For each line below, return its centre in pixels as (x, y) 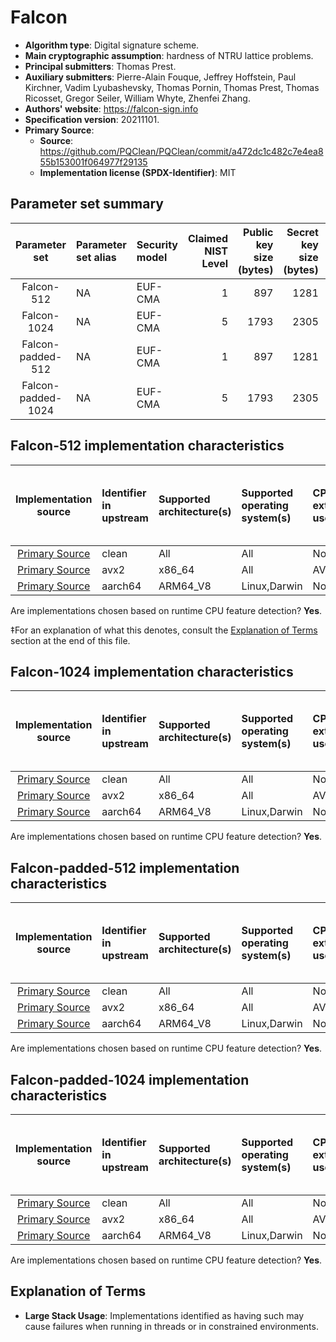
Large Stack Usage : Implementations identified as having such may (164, 1315)
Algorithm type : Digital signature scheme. (112, 45)
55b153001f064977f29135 (93, 162)
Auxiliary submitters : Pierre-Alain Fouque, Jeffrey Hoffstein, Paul (160, 77)
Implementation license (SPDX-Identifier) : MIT (138, 172)
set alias (96, 257)
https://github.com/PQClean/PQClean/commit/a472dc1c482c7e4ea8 (181, 151)
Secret (302, 232)
